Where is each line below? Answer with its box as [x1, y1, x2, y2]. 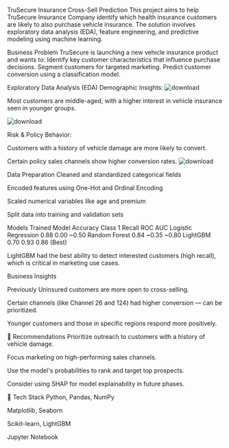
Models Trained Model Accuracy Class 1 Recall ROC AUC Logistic [7, 224, 192, 232]
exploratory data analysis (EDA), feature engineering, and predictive [7, 27, 199, 36]
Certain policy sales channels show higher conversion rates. [7, 157, 178, 165]
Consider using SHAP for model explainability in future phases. [7, 380, 185, 388]
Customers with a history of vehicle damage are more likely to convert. [7, 144, 207, 152]
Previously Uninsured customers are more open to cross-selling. [7, 285, 189, 294]
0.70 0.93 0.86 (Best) [7, 238, 67, 246]
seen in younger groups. [7, 104, 77, 112]
